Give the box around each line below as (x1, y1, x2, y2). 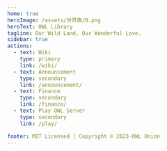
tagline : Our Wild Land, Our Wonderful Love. (7, 29, 141, 37)
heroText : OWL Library (7, 23, 73, 30)
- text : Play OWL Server (13, 107, 86, 114)
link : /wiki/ (19, 62, 58, 69)
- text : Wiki (13, 49, 51, 56)
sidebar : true (7, 36, 49, 43)
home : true (7, 10, 39, 17)
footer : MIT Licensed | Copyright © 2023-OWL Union (7, 133, 160, 140)
